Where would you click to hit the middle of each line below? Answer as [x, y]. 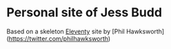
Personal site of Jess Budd [84, 13]
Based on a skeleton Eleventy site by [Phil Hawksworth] [85, 31]
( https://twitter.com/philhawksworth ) [59, 38]
